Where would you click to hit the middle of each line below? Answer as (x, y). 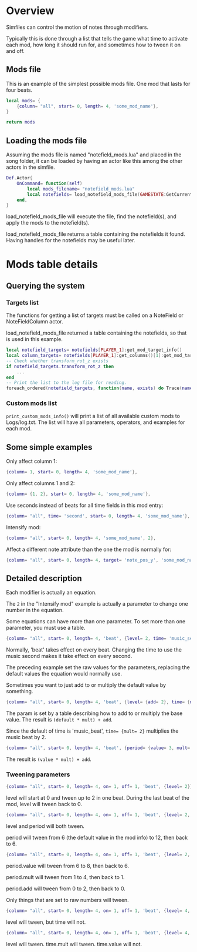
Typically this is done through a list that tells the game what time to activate (97, 38)
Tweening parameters (38, 774)
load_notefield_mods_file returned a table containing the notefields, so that (96, 333)
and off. (16, 51)
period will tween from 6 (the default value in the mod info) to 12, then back (97, 838)
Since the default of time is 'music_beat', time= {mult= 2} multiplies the (92, 731)
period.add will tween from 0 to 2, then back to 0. (66, 888)
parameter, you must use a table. (46, 628)
